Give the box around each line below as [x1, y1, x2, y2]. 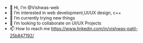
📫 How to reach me [9, 26, 50, 31]
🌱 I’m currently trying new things [9, 15, 75, 21]
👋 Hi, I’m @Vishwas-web [9, 5, 59, 10]
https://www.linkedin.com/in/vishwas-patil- [51, 26, 138, 31]
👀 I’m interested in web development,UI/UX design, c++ [9, 10, 122, 16]
